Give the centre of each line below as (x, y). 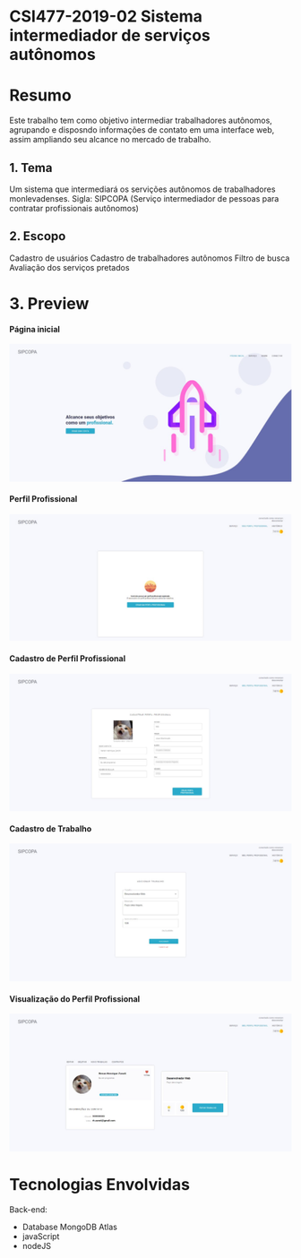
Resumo (40, 95)
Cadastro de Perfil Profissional (68, 658)
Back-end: (28, 1209)
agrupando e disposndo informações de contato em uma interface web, (142, 130)
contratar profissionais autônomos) (74, 208)
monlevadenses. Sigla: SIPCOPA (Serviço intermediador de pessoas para (144, 198)
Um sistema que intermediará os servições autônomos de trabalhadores (142, 189)
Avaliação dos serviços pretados (69, 267)
